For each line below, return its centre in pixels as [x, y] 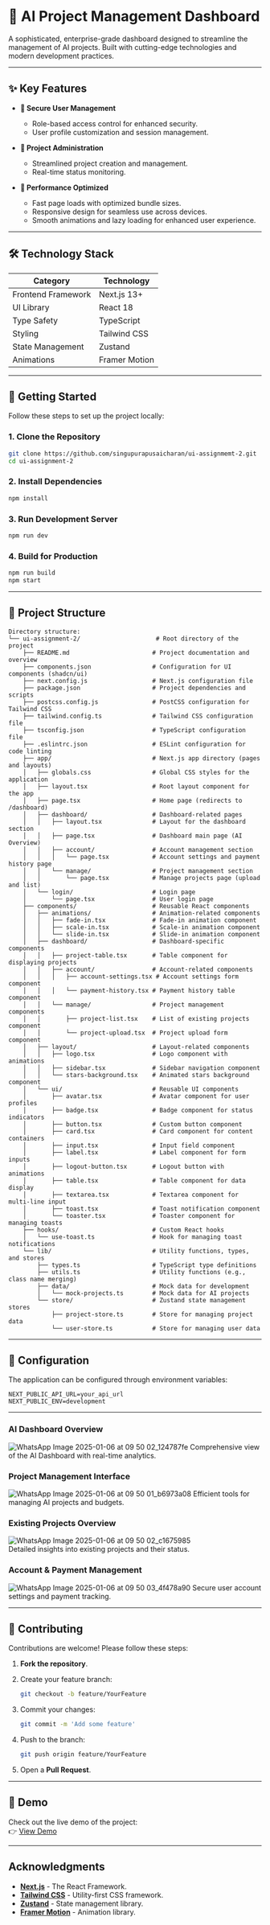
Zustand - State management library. [82, 1903]
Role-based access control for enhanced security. [115, 123]
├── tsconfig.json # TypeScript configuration [135, 730]
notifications [32, 1244]
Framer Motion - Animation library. [78, 1912]
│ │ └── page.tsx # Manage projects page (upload [142, 878]
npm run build [32, 573]
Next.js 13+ [121, 294]
